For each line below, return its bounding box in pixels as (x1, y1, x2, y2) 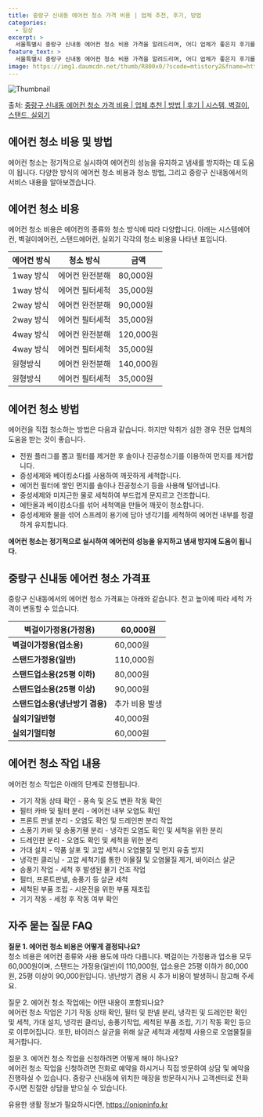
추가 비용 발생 (114, 699, 163, 709)
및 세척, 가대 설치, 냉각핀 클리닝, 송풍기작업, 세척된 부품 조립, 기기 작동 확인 (8, 1017, 237, 1027)
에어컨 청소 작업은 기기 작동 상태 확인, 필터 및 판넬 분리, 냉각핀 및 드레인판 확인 (8, 1007, 248, 1017)
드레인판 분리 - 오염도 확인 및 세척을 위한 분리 (19, 835, 159, 845)
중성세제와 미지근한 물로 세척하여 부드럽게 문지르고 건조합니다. (19, 491, 211, 500)
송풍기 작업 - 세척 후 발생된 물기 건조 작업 (19, 864, 146, 874)
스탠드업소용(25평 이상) (12, 684, 95, 695)
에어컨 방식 (12, 255, 51, 266)
